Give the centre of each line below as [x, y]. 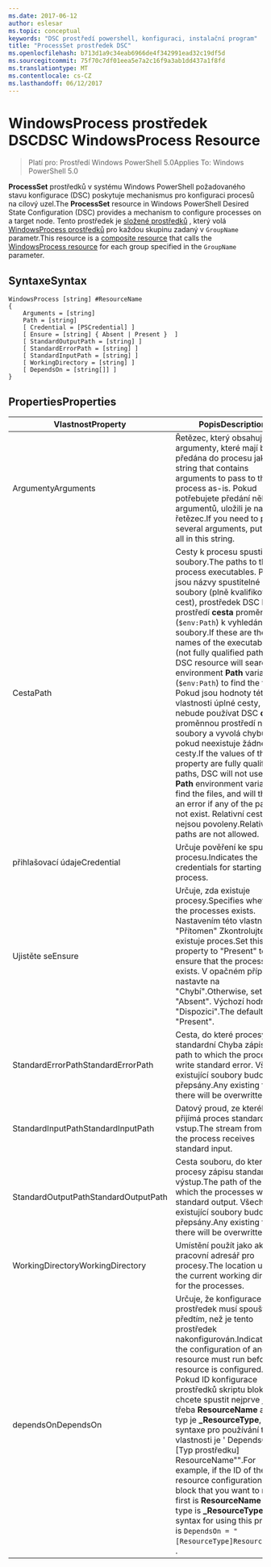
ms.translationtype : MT [48, 69]
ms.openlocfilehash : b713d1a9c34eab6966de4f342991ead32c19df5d [117, 53]
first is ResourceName [219, 1501]
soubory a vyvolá [208, 733]
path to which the [208, 1055]
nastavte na [198, 981]
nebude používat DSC [217, 713]
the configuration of [213, 1349]
